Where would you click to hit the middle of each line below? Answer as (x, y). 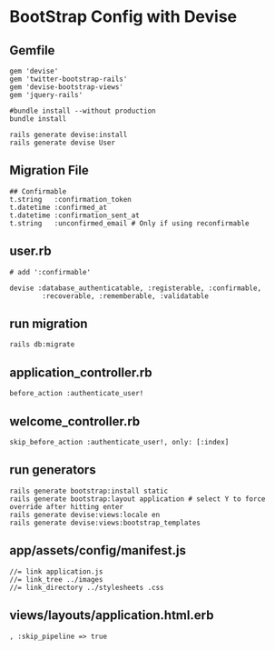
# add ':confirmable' (50, 272)
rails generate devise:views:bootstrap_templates (105, 523)
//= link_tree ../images (56, 579)
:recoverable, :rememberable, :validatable (125, 296)
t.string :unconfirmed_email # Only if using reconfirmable (129, 223)
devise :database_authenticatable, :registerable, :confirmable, (135, 288)
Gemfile (32, 50)
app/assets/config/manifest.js (98, 550)
